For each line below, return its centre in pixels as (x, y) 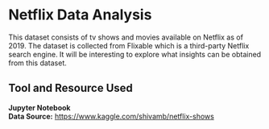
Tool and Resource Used (70, 88)
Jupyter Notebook (39, 107)
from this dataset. (37, 63)
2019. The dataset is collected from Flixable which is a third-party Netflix (129, 45)
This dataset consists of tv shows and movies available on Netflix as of (126, 37)
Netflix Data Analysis (80, 15)
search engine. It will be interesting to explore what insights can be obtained (135, 54)
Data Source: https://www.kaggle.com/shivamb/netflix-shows (112, 116)
